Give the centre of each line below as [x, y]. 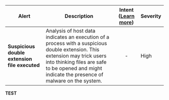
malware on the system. [74, 81]
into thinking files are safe [76, 62]
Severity [151, 16]
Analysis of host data [70, 31]
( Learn [126, 16]
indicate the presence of [74, 74]
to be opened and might [74, 68]
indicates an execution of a [77, 37]
